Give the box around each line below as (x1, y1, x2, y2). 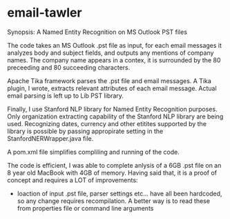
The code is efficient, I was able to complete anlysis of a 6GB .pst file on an (7, 161, 222, 169)
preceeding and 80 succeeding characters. (7, 63, 131, 71)
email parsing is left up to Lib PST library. (7, 91, 124, 100)
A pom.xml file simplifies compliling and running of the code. (7, 148, 180, 156)
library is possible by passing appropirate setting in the (7, 127, 164, 135)
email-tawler (7, 5, 82, 21)
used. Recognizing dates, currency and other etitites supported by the (7, 119, 207, 128)
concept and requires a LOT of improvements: (7, 175, 138, 184)
